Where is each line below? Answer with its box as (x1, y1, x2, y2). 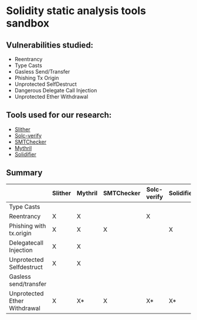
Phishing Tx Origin (14, 75, 59, 81)
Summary (6, 168, 43, 178)
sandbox (6, 16, 50, 30)
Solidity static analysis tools (6, 4, 147, 18)
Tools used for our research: (6, 110, 112, 120)
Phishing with (9, 222, 46, 230)
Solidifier (14, 151, 36, 158)
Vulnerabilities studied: (6, 40, 94, 50)
